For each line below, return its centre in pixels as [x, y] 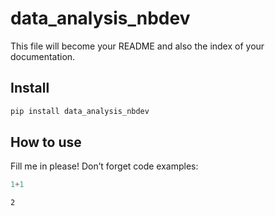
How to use [46, 142]
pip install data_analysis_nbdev [80, 111]
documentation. [43, 56]
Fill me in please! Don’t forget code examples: [104, 166]
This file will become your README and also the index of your [137, 46]
